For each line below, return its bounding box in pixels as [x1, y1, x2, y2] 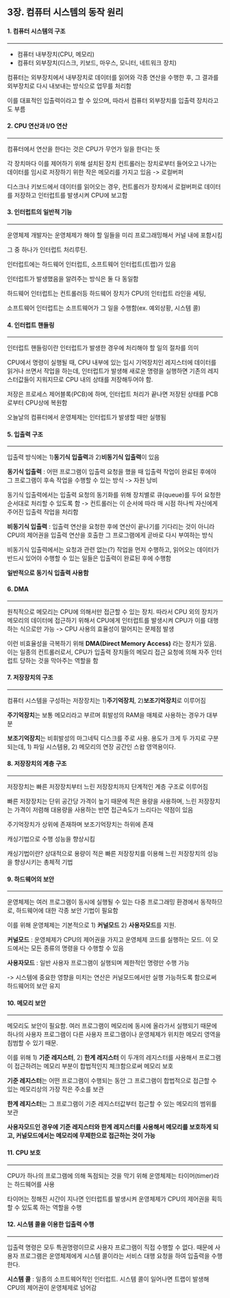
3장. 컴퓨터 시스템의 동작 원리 [7, 6, 124, 19]
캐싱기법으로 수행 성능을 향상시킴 [7, 835, 96, 843]
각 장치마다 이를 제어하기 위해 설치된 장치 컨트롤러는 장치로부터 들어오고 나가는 [7, 159, 218, 167]
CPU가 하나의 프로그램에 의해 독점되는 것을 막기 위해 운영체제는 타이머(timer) [7, 1171, 214, 1179]
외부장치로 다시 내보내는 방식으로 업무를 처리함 [7, 82, 132, 90]
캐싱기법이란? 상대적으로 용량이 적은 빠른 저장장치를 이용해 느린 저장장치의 [7, 850, 206, 858]
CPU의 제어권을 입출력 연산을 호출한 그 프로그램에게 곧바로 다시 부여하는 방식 [7, 531, 214, 540]
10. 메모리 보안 [7, 998, 47, 1007]
